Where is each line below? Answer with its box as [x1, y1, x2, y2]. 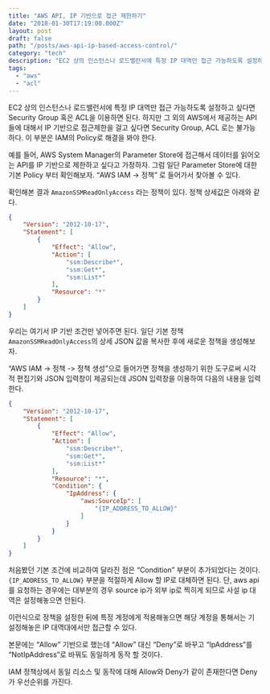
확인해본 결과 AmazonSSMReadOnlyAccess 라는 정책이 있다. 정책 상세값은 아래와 [8, 187, 252, 197]
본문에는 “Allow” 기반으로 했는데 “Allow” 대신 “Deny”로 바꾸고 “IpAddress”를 [8, 640, 253, 650]
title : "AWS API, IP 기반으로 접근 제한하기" [8, 11, 147, 20]
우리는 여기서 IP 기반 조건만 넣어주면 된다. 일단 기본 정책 [8, 326, 184, 335]
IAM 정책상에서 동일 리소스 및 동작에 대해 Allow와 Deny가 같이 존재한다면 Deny [8, 667, 258, 677]
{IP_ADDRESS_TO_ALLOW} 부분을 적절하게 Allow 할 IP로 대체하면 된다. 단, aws [8, 576, 247, 585]
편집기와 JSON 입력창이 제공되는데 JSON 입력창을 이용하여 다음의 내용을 [16, 373, 247, 383]
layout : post [8, 27, 52, 35]
